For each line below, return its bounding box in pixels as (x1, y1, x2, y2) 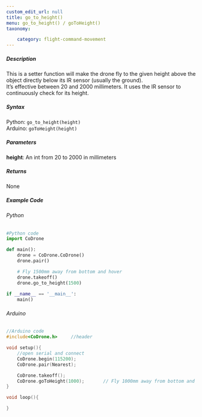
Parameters (6, 138, 37, 146)
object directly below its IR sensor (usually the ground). (6, 76, 143, 84)
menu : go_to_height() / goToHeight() (6, 20, 101, 26)
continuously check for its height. (6, 90, 89, 97)
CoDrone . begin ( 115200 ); (17, 356, 77, 362)
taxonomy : (6, 25, 31, 32)
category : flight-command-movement (17, 37, 106, 43)
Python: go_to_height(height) (6, 119, 81, 126)
